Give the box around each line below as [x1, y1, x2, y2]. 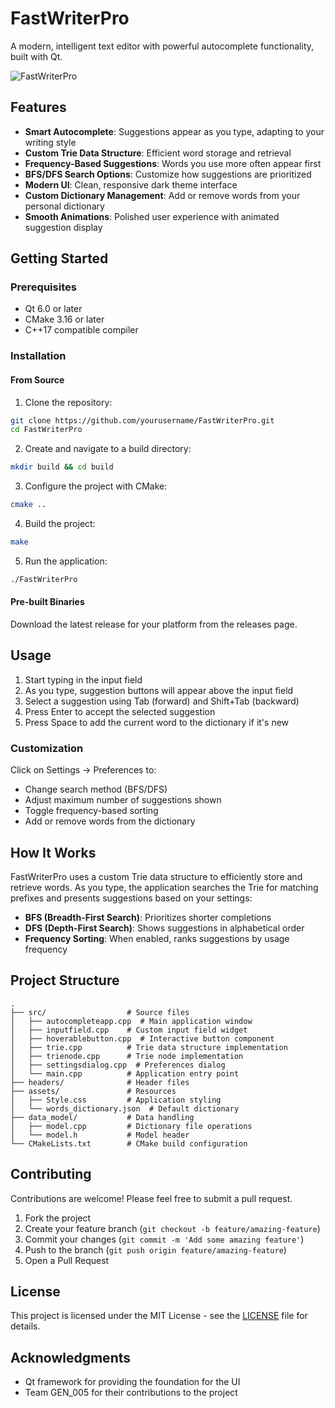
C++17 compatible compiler [24, 324, 139, 336]
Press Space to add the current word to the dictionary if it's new [24, 716, 290, 728]
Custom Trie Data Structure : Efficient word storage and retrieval [24, 147, 292, 159]
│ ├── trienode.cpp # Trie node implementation [10, 1051, 244, 1061]
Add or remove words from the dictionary [24, 815, 196, 827]
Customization [10, 741, 84, 755]
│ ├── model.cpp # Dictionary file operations [10, 1121, 253, 1131]
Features [10, 99, 67, 116]
